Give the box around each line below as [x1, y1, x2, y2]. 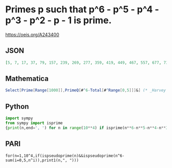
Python [5, 102, 29, 111]
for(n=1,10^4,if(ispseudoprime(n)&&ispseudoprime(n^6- [5, 153, 125, 158]
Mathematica [5, 74, 49, 83]
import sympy [5, 116, 33, 121]
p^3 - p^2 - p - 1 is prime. [5, 14, 112, 26]
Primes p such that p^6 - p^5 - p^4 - [5, 4, 160, 15]
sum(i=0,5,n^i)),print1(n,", [5, 158, 68, 163]
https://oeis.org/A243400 [5, 31, 59, 38]
